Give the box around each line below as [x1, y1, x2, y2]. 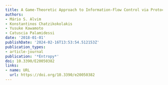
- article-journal [5, 49, 43, 54]
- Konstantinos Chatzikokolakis [5, 21, 72, 26]
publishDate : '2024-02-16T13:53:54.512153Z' [5, 40, 99, 45]
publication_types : [5, 44, 46, 49]
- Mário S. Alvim [5, 16, 41, 21]
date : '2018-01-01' [5, 35, 46, 40]
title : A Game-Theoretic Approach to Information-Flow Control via [5, 7, 149, 12]
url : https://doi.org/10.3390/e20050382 [9, 72, 95, 77]
